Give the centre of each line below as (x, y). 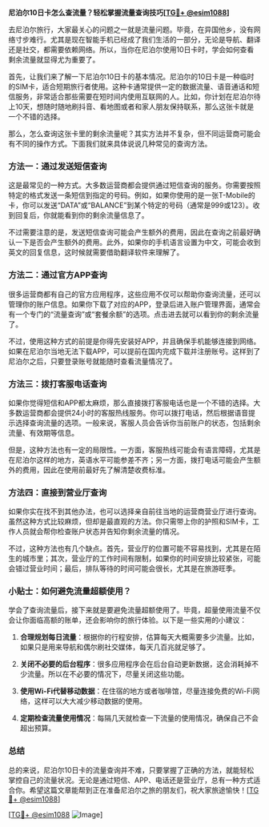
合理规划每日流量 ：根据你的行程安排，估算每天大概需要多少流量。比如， (139, 637)
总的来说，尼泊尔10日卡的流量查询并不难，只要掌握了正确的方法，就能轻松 (131, 770)
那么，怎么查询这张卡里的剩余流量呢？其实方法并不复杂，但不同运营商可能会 (134, 134)
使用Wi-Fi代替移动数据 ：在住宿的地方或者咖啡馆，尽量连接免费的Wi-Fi (136, 691)
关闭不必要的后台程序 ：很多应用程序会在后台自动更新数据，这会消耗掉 (136, 664)
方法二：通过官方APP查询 (58, 275)
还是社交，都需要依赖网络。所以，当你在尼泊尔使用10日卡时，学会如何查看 (131, 50)
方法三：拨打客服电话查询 (58, 383)
